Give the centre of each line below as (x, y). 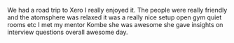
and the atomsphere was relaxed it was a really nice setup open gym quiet (115, 17)
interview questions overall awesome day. (68, 32)
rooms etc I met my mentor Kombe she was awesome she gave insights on (115, 25)
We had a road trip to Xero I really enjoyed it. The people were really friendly (117, 10)
